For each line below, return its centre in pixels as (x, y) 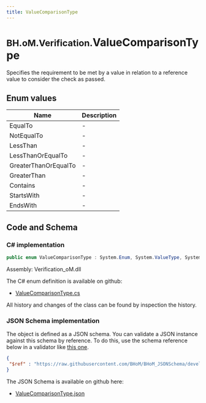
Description (99, 115)
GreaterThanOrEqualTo (43, 166)
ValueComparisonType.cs (48, 293)
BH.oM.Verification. (50, 43)
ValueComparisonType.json (50, 393)
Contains (22, 186)
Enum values (32, 98)
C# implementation (36, 245)
